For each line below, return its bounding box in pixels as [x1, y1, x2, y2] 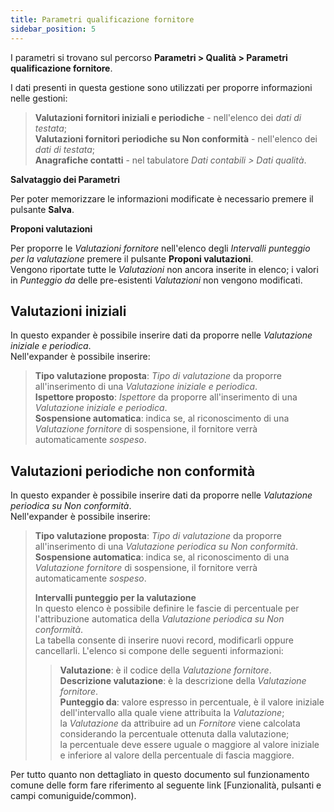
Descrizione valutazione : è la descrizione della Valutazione [59, 675, 307, 687]
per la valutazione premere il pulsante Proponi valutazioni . [10, 252, 254, 265]
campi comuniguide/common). [10, 790, 137, 802]
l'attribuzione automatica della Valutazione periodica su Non [34, 613, 285, 625]
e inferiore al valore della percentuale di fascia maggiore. [59, 749, 295, 761]
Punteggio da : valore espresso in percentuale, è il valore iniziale [59, 696, 325, 708]
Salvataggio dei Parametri [10, 173, 121, 185]
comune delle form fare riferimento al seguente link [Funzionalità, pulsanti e [10, 779, 322, 791]
